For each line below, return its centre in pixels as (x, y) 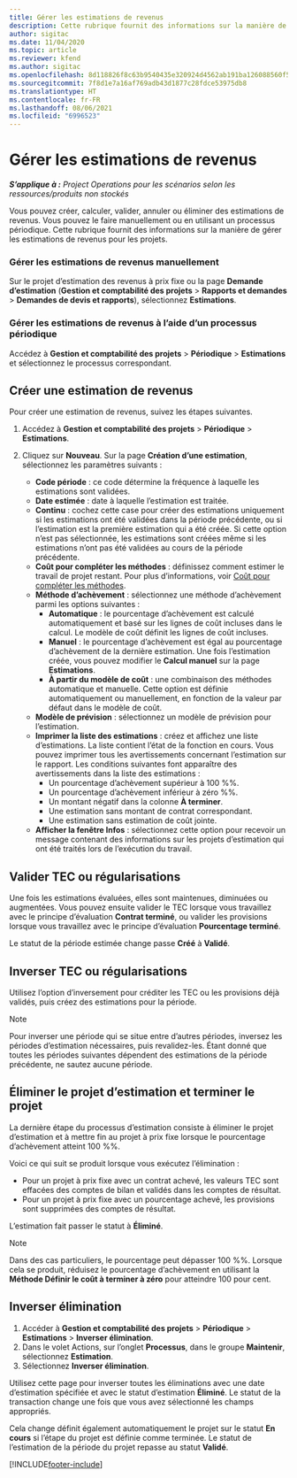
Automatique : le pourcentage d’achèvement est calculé (151, 614)
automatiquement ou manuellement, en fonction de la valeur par (165, 698)
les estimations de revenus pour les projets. (88, 239)
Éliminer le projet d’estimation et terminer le (132, 1093)
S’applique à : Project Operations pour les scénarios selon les (122, 185)
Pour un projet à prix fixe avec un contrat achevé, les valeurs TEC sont (150, 1180)
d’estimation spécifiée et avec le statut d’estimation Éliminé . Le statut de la (145, 1392)
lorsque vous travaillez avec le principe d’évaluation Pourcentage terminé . (145, 927)
